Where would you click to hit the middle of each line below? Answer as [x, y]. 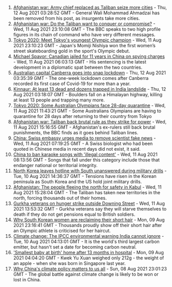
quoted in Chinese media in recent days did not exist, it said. [77, 149]
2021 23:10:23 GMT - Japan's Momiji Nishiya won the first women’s [84, 45]
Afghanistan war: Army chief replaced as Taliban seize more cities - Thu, [90, 7]
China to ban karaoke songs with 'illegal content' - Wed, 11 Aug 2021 [85, 154]
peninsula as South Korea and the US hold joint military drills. [78, 182]
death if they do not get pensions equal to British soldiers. [74, 214]
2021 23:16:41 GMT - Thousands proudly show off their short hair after [88, 225]
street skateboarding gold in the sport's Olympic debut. [71, 51]
